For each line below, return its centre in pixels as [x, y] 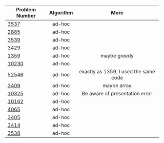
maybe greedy [117, 56]
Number [26, 16]
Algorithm [61, 13]
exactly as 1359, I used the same [117, 71]
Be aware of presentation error [117, 93]
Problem [26, 10]
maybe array [117, 86]
